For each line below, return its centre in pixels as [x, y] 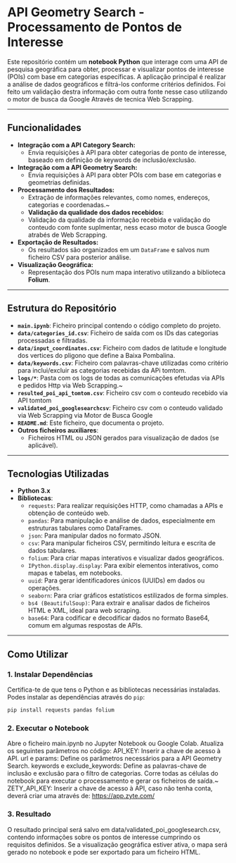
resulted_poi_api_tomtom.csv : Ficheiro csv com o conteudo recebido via [123, 392]
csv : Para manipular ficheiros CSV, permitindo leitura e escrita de [122, 543]
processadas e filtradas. [52, 340]
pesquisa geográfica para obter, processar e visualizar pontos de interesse [116, 69]
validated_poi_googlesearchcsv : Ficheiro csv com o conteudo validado [120, 408]
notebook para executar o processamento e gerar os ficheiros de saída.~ [113, 781]
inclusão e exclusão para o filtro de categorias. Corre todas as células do [113, 774]
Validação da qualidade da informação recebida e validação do [119, 220]
